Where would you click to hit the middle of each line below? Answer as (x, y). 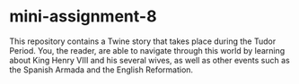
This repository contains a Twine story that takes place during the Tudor (143, 41)
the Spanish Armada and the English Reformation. (101, 70)
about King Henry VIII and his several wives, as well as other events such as (149, 60)
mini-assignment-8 (83, 17)
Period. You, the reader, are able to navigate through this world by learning (147, 50)
